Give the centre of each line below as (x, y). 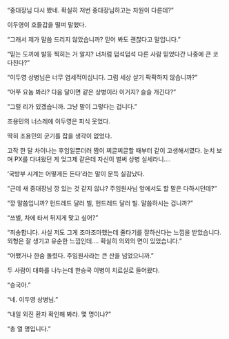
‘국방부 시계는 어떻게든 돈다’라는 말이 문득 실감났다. (76, 174)
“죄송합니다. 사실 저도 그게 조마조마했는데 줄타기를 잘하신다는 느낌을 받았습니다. (114, 232)
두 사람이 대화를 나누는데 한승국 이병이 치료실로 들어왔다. (83, 270)
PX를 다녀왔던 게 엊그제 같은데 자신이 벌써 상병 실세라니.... (92, 159)
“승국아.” (19, 285)
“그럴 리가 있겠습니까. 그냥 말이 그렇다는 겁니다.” (72, 106)
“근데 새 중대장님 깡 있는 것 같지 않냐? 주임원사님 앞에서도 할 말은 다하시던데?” (112, 188)
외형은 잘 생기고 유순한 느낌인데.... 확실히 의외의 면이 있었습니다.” (94, 241)
